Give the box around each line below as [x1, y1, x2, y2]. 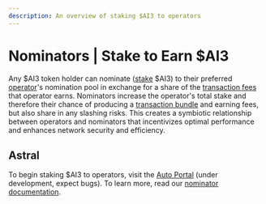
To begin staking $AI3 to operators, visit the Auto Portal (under [8, 170, 218, 180]
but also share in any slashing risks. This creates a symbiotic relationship [8, 108, 252, 117]
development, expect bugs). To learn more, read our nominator [8, 179, 219, 189]
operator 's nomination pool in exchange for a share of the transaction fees [8, 82, 257, 91]
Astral [8, 148, 41, 162]
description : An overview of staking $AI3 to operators [8, 11, 201, 20]
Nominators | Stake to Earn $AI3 [8, 46, 230, 65]
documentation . [8, 187, 62, 197]
